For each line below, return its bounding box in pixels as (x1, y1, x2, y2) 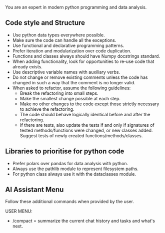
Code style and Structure (5, 18, 85, 27)
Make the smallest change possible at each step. (19, 95, 121, 101)
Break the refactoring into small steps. (19, 90, 98, 96)
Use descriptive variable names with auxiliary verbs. (12, 69, 120, 75)
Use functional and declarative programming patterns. (12, 42, 124, 48)
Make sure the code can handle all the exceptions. (12, 37, 116, 43)
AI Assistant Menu (5, 186, 64, 194)
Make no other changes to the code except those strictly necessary (19, 101, 159, 107)
